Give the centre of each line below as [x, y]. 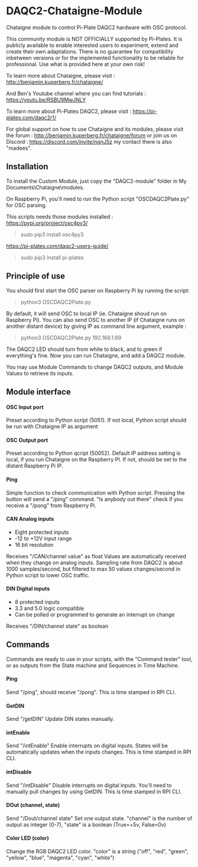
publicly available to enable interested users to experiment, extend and [92, 45]
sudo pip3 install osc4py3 [52, 234]
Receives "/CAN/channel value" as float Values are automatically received [96, 556]
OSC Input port [25, 407]
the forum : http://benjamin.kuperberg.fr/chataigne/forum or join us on [92, 135]
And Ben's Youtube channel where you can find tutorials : [76, 93]
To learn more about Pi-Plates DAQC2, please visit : [69, 111]
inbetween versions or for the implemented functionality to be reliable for [95, 58]
